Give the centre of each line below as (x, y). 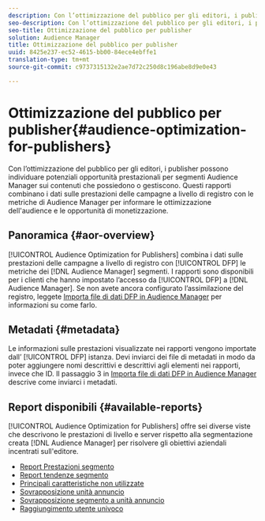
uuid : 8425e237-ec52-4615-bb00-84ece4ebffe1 (82, 52)
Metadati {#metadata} (64, 329)
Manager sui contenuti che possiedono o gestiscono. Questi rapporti (119, 185)
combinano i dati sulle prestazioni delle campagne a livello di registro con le (131, 194)
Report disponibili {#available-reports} (106, 407)
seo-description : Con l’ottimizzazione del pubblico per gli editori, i (130, 23)
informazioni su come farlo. (53, 304)
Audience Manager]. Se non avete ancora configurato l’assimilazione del (126, 288)
